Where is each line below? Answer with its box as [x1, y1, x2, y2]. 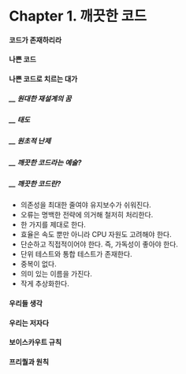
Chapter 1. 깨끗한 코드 [9, 7, 147, 25]
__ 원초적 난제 [9, 136, 51, 146]
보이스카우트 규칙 [9, 338, 62, 347]
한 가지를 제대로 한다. [20, 220, 86, 229]
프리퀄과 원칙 [9, 357, 50, 366]
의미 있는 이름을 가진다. [20, 269, 93, 279]
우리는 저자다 [9, 318, 50, 328]
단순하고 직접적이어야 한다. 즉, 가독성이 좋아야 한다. [20, 239, 178, 249]
